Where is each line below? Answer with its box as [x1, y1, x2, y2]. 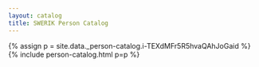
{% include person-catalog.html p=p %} [8, 49, 140, 59]
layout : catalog [8, 11, 62, 20]
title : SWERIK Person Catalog [8, 19, 109, 27]
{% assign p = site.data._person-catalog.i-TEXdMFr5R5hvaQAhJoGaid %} [8, 41, 251, 50]
